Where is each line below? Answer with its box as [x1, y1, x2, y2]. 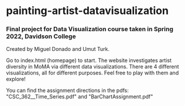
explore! [6, 76, 26, 83]
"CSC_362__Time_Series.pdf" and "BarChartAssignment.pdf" [6, 93, 153, 100]
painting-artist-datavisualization [6, 4, 169, 18]
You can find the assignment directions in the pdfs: [6, 87, 129, 94]
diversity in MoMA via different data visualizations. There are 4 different [6, 63, 180, 70]
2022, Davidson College [6, 32, 76, 40]
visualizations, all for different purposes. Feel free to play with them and [6, 69, 179, 77]
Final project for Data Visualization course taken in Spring [6, 25, 174, 33]
